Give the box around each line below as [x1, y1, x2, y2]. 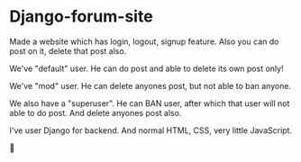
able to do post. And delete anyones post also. [9, 107, 182, 118]
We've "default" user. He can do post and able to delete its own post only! [9, 63, 284, 74]
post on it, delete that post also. [9, 45, 127, 56]
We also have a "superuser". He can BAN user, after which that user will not [9, 97, 290, 109]
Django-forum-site [9, 6, 153, 27]
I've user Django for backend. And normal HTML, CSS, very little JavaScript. [9, 124, 293, 136]
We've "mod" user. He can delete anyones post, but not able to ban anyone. [9, 80, 291, 91]
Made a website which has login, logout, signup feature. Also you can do [9, 36, 279, 47]
